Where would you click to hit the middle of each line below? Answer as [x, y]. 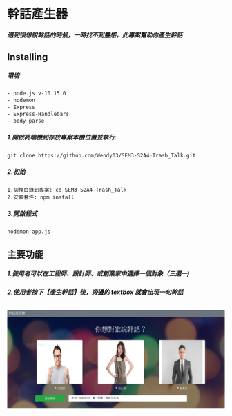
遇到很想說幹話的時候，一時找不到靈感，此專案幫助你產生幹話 [95, 34]
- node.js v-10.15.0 [37, 94]
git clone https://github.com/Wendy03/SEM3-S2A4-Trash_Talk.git [101, 156]
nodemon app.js [29, 232]
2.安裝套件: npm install [41, 197]
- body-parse [26, 121]
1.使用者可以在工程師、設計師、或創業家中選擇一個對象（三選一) [98, 274]
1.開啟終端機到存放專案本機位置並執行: [62, 137]
